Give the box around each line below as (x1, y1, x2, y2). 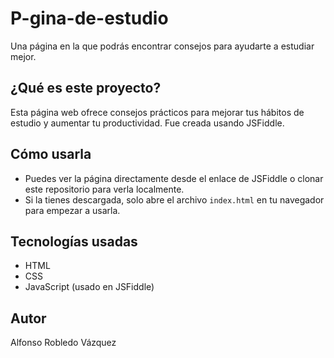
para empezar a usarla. (24, 204, 121, 216)
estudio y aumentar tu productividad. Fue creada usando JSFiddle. (10, 117, 285, 129)
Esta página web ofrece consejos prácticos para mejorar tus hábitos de (10, 106, 305, 118)
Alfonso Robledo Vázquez (10, 337, 117, 349)
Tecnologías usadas (10, 233, 138, 250)
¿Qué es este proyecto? (10, 80, 162, 97)
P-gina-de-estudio (10, 7, 169, 30)
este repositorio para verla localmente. (24, 183, 185, 195)
